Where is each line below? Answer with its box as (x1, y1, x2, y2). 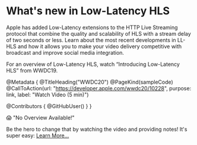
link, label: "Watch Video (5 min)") (6, 91, 89, 98)
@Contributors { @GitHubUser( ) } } (6, 102, 92, 109)
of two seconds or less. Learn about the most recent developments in (6, 36, 176, 43)
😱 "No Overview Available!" (6, 114, 75, 121)
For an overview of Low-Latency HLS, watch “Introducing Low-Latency (6, 61, 180, 68)
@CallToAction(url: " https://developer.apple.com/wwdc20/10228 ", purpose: (6, 84, 192, 92)
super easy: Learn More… (6, 132, 69, 139)
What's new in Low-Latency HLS (6, 4, 170, 18)
